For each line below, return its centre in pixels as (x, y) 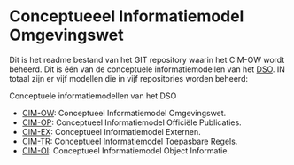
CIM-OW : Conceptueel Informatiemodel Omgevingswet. (124, 113)
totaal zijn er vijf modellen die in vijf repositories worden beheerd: (129, 78)
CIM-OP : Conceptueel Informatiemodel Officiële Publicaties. (132, 122)
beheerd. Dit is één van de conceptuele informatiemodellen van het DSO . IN (147, 69)
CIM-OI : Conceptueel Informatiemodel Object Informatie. (126, 150)
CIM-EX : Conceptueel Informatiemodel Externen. (111, 131)
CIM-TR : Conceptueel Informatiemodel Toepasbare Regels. (130, 141)
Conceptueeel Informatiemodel (127, 16)
